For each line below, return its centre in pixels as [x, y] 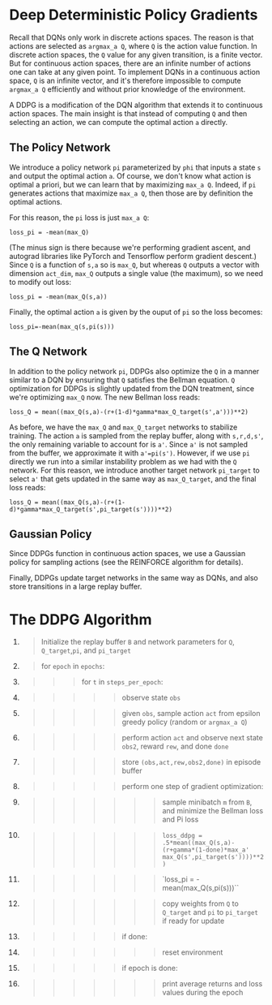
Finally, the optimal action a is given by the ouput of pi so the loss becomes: [136, 312]
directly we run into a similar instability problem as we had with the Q [123, 461]
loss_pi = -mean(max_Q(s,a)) [58, 297]
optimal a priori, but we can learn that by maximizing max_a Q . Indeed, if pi [133, 184]
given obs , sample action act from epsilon [191, 714]
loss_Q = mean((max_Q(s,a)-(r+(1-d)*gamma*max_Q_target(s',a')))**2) [129, 412]
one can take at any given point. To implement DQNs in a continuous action [135, 71]
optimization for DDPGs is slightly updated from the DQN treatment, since [132, 388]
